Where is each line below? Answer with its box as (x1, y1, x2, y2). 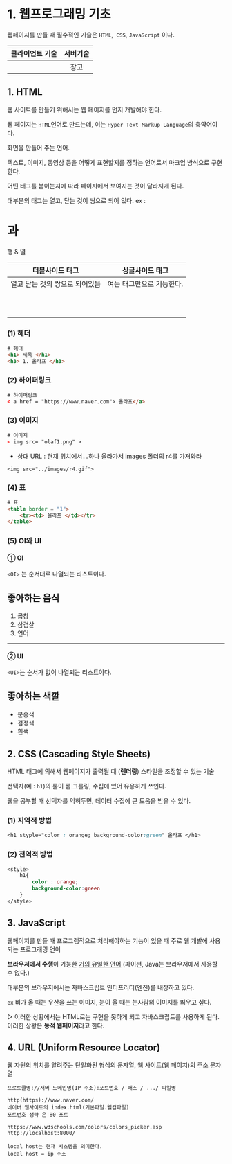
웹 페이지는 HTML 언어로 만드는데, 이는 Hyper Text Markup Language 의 (7, 120, 194, 128)
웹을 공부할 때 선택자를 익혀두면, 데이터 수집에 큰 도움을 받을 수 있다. (7, 797, 191, 805)
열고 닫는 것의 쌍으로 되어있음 (10, 279, 101, 288)
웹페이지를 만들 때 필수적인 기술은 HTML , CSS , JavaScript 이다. (7, 30, 175, 39)
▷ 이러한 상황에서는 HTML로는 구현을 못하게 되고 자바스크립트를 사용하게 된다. (7, 1012, 220, 1021)
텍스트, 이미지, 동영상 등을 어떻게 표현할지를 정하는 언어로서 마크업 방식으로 (7, 158, 210, 166)
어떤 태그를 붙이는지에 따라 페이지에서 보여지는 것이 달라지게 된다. (7, 182, 184, 190)
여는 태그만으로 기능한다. (107, 279, 184, 288)
